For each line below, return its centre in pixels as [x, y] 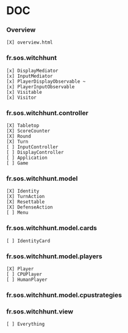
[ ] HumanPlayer [27, 280]
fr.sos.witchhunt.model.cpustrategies [64, 295]
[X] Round [19, 136]
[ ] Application [27, 158]
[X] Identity [23, 191]
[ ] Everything [26, 324]
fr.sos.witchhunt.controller [47, 113]
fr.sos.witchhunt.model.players [54, 256]
